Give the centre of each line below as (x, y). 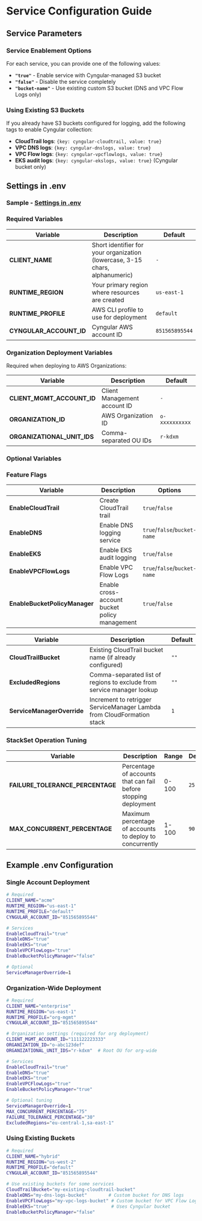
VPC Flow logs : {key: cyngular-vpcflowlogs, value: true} (89, 154)
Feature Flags (26, 474)
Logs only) (28, 94)
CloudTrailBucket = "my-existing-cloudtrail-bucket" (71, 1190)
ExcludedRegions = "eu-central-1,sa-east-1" (60, 1123)
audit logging (118, 557)
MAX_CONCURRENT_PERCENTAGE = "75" (47, 1111)
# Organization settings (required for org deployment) (78, 1034)
